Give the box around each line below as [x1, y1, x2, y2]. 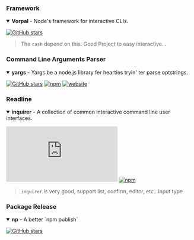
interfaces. [6, 114, 33, 122]
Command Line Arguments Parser [6, 55, 106, 63]
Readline [6, 95, 33, 103]
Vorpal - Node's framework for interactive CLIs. [11, 18, 129, 25]
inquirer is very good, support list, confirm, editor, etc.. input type [20, 187, 183, 194]
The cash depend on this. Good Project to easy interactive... [20, 40, 167, 48]
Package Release [6, 202, 57, 210]
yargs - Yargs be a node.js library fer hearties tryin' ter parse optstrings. [11, 69, 189, 76]
